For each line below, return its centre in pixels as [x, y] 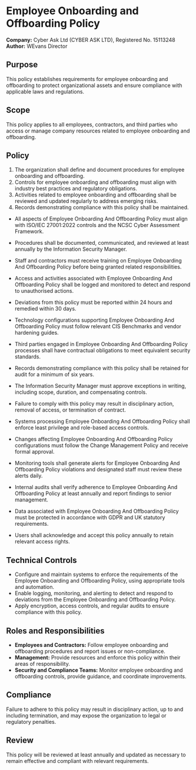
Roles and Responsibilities [55, 631]
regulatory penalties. [31, 722]
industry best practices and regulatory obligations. [76, 189]
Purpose [22, 65]
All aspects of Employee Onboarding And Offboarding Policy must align [101, 219]
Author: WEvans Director [37, 46]
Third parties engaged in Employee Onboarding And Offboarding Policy [101, 344]
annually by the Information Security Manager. [71, 249]
